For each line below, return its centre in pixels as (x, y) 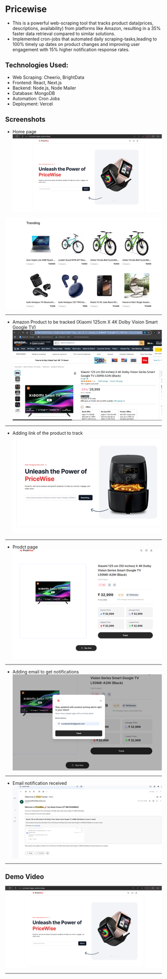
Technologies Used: (37, 65)
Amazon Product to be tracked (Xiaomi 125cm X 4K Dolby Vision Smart (85, 322)
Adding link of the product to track (47, 433)
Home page (24, 131)
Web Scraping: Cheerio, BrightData (48, 77)
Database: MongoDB (34, 93)
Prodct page (25, 547)
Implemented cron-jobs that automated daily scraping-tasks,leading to (85, 39)
